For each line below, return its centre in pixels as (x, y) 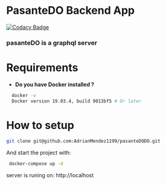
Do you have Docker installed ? (55, 84)
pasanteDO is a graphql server (52, 43)
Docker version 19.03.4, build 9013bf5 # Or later (77, 101)
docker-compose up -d (36, 164)
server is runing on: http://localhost (50, 175)
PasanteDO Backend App (70, 11)
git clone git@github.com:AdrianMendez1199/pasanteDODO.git (84, 141)
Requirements (42, 68)
